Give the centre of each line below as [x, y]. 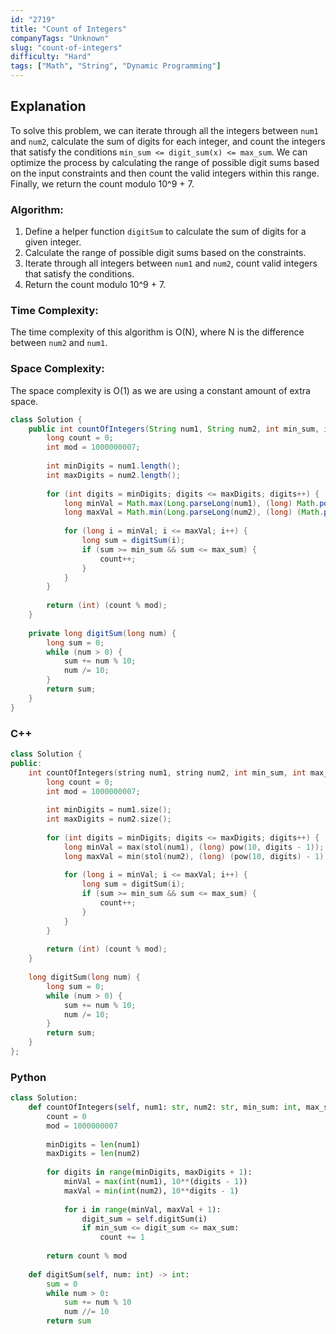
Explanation [48, 106]
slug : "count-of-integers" [66, 47]
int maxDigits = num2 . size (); [109, 819]
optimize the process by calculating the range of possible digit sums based [165, 162]
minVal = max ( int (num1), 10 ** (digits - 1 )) [155, 1182]
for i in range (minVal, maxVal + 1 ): [142, 1209]
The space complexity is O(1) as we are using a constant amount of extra [160, 390]
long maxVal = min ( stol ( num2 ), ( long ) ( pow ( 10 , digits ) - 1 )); [198, 856]
